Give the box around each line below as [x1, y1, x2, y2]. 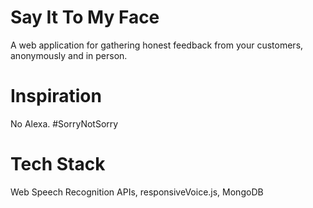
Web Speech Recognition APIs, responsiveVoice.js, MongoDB [10, 186, 264, 198]
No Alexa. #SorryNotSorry [10, 117, 119, 130]
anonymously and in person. [10, 49, 128, 61]
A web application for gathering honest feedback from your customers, [10, 39, 304, 51]
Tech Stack [10, 153, 106, 176]
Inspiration [10, 85, 102, 108]
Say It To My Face [10, 6, 160, 29]
